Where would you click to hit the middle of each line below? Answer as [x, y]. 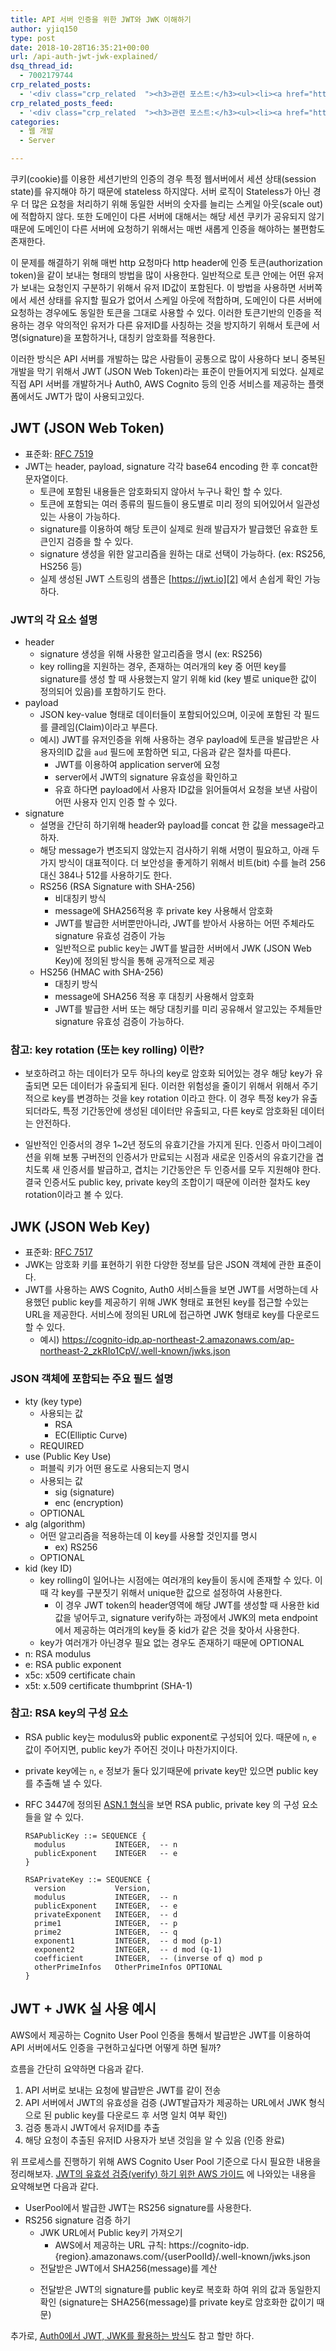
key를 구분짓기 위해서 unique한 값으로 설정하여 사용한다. [172, 1592]
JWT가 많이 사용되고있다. [94, 396]
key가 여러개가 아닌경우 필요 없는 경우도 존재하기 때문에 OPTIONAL [172, 1642]
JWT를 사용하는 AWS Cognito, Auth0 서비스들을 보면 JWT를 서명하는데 [166, 1290]
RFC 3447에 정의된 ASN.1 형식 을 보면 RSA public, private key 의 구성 [162, 1804]
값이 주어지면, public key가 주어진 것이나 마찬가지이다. [131, 1749]
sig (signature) [84, 1492]
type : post [33, 38]
